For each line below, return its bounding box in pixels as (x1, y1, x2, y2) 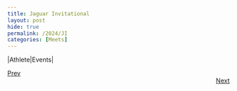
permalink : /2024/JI (7, 29, 68, 37)
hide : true (7, 23, 39, 30)
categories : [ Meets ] (7, 36, 68, 43)
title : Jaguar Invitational (7, 10, 90, 17)
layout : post (7, 17, 46, 24)
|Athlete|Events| (7, 55, 54, 64)
